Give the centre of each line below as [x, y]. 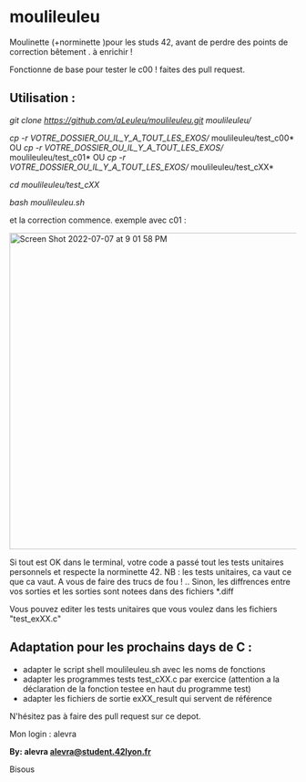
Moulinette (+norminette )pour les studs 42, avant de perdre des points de [149, 42]
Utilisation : [42, 98]
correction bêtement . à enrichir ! [71, 51]
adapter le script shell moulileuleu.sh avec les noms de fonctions [144, 669]
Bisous [22, 769]
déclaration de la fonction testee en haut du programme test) [137, 688]
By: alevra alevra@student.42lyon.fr [81, 751]
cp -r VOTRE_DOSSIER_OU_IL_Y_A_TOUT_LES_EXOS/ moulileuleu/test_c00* [152, 138]
